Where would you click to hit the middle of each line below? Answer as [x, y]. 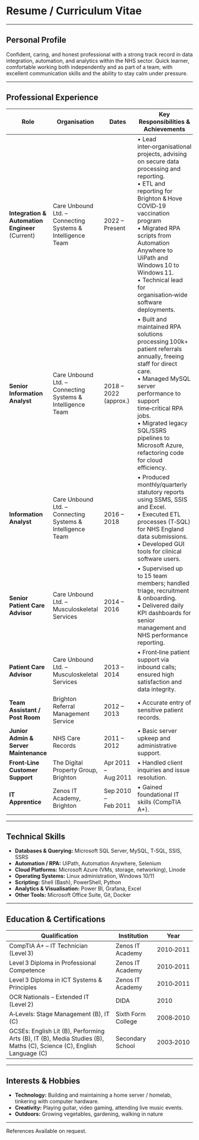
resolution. [152, 777]
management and [162, 628]
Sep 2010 [117, 791]
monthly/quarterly [162, 485]
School [125, 1046]
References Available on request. [46, 1131]
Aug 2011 [118, 777]
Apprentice [25, 802]
